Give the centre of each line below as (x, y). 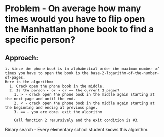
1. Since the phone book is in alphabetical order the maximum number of (82, 69)
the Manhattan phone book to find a (79, 29)
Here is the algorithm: (29, 82)
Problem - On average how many (73, 9)
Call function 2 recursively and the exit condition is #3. (77, 120)
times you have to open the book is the (47, 73)
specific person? (40, 40)
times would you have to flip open (75, 19)
